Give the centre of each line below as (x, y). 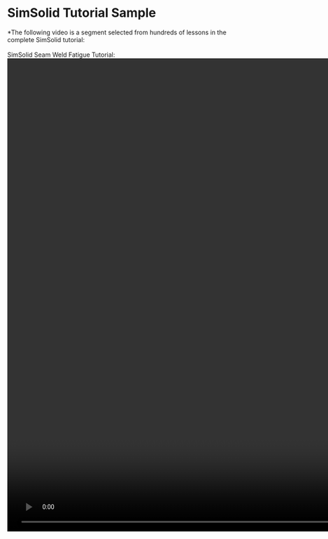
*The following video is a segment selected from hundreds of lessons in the (117, 32)
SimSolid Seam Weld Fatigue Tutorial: (61, 55)
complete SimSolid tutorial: (46, 39)
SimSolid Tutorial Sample (82, 13)
